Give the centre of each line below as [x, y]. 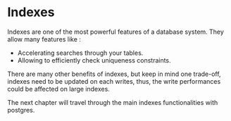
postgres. [21, 110]
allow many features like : [44, 39]
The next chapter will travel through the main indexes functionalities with [113, 102]
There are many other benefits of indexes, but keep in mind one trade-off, [114, 74]
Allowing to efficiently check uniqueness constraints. [94, 60]
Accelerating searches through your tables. [80, 53]
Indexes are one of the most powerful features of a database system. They [115, 32]
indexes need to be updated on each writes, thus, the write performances [114, 81]
